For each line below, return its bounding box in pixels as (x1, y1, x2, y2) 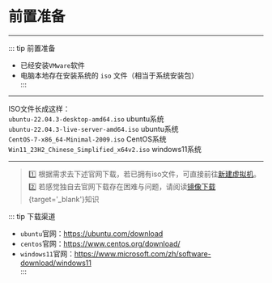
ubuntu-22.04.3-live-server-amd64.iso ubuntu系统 (8, 124, 179, 133)
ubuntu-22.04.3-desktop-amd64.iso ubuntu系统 (8, 114, 164, 124)
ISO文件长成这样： (8, 103, 70, 113)
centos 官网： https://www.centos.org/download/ (19, 239, 181, 248)
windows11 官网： (19, 248, 75, 259)
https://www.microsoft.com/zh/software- (74, 248, 212, 259)
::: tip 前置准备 (8, 43, 56, 53)
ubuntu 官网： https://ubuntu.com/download (19, 228, 164, 239)
